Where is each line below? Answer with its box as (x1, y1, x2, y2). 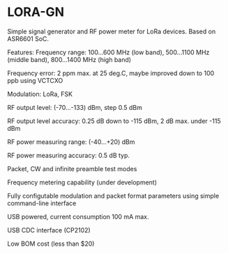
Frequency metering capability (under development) (7, 178, 158, 186)
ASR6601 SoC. (7, 34, 50, 42)
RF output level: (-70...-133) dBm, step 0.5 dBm (7, 103, 143, 111)
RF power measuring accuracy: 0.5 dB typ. (7, 151, 130, 159)
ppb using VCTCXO (7, 76, 63, 84)
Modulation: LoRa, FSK (7, 90, 73, 98)
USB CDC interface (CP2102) (7, 225, 91, 234)
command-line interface (7, 199, 77, 207)
